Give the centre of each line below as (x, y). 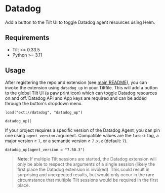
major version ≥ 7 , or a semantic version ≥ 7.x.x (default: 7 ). (66, 141)
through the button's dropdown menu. (44, 103)
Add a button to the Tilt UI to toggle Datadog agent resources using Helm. (80, 22)
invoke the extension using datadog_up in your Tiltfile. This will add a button (82, 87)
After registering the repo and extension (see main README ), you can (76, 82)
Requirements (27, 38)
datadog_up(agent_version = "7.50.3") (45, 150)
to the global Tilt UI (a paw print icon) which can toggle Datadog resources (81, 93)
